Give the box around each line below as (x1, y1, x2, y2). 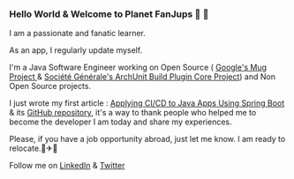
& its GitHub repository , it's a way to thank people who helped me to (9, 108, 257, 118)
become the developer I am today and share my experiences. (9, 116, 232, 127)
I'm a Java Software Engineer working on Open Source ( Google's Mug (9, 62, 268, 73)
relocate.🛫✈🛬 (9, 143, 58, 153)
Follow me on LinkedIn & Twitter (9, 160, 125, 171)
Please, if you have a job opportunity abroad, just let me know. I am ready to (9, 134, 286, 145)
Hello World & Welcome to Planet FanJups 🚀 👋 (9, 8, 209, 20)
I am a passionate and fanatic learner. (9, 28, 146, 39)
